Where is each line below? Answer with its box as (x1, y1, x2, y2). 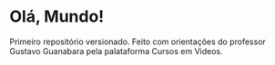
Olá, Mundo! (9, 6, 105, 27)
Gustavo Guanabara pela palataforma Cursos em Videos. (9, 45, 223, 56)
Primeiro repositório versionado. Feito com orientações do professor (9, 36, 267, 47)
